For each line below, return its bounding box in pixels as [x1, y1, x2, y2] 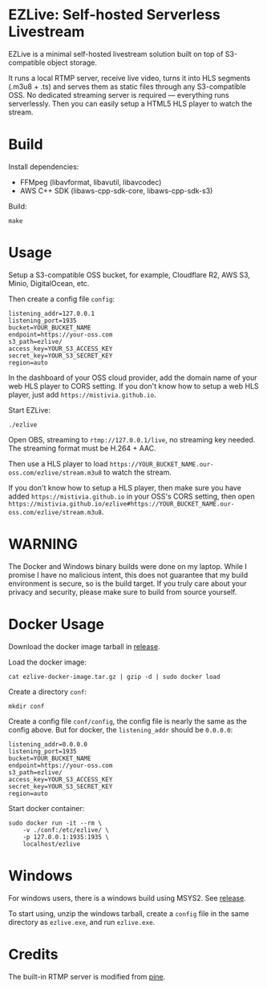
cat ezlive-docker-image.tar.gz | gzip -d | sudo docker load [8, 672, 220, 680]
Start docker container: [8, 803, 85, 813]
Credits [8, 945, 59, 963]
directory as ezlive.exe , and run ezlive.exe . [8, 917, 156, 926]
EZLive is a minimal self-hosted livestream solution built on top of [8, 49, 224, 59]
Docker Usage [8, 615, 104, 633]
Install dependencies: [8, 162, 79, 172]
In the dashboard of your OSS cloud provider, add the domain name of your [8, 373, 257, 382]
